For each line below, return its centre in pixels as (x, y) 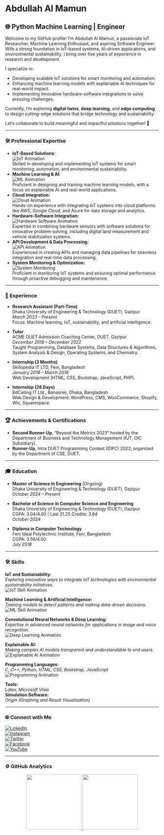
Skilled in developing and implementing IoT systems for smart (74, 164)
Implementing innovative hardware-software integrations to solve (78, 94)
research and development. (33, 59)
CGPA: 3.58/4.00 (29, 539)
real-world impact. (31, 89)
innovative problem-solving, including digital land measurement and (80, 231)
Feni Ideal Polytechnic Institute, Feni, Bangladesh (61, 534)
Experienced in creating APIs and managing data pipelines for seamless (84, 253)
